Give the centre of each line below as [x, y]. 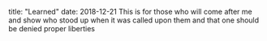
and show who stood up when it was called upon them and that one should [134, 20]
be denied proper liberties [52, 29]
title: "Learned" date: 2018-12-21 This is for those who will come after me [131, 12]
